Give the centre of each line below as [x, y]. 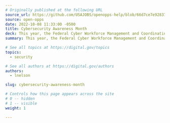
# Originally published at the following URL [54, 10]
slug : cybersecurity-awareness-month [45, 85]
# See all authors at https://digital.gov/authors [60, 66]
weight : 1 [16, 108]
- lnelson [20, 76]
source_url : [18, 15]
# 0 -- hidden [20, 99]
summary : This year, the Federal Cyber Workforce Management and [75, 39]
